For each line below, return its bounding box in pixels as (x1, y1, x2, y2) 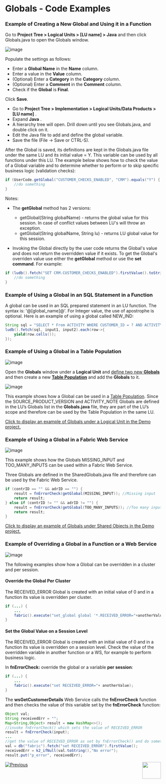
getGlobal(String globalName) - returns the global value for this (19, 215, 149, 221)
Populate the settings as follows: (5, 56, 72, 62)
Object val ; (5, 711, 30, 716)
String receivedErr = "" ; (5, 716, 58, 721)
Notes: (5, 196, 19, 201)
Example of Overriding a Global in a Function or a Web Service (5, 541, 157, 548)
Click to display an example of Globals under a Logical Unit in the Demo (5, 418, 151, 425)
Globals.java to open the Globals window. (5, 37, 89, 43)
